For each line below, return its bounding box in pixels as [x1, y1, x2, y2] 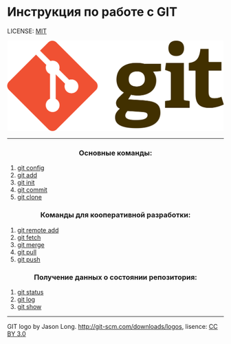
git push [16, 255, 41, 264]
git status [16, 288, 44, 296]
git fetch [16, 233, 41, 241]
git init [16, 178, 35, 186]
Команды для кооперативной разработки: [40, 211, 191, 220]
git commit [16, 186, 48, 194]
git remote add [16, 226, 59, 234]
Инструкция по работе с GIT [7, 4, 177, 20]
